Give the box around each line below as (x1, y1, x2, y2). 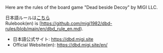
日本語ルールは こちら (5, 15, 50, 21)
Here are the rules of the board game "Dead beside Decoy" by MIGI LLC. (5, 5, 158, 10)
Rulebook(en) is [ (5, 20, 42, 26)
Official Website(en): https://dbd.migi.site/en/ (12, 42, 108, 47)
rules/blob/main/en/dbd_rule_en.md (5, 26, 80, 32)
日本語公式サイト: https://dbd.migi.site (12, 36, 94, 42)
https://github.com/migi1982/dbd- (41, 20, 113, 26)
